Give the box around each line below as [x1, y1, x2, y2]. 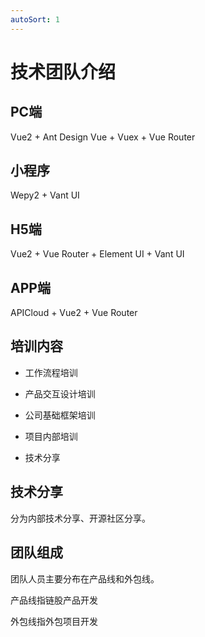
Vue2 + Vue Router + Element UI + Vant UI [10, 248, 185, 260]
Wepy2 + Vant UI [10, 189, 80, 201]
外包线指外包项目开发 [10, 615, 98, 627]
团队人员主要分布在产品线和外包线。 [10, 572, 160, 585]
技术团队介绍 [10, 61, 117, 83]
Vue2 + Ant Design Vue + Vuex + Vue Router [10, 131, 196, 143]
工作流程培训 [24, 366, 78, 378]
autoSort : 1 [10, 14, 60, 25]
